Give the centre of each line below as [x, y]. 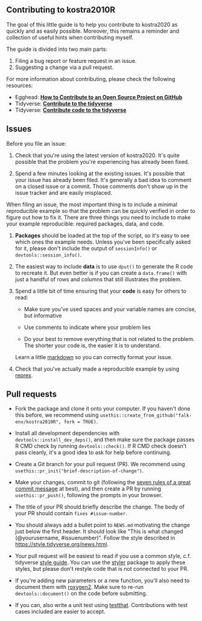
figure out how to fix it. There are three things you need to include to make [99, 217]
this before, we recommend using [57, 415]
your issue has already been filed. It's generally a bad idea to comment [103, 180]
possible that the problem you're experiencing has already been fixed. [102, 161]
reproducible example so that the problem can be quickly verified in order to [101, 210]
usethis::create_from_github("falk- [146, 416]
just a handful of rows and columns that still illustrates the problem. [98, 279]
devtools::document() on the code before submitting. [81, 593]
